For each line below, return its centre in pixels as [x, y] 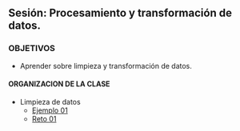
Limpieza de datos [50, 101]
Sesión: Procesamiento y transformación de [120, 13]
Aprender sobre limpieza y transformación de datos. [106, 65]
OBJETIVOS [32, 49]
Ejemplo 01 [50, 110]
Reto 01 [44, 118]
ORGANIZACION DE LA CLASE [59, 84]
